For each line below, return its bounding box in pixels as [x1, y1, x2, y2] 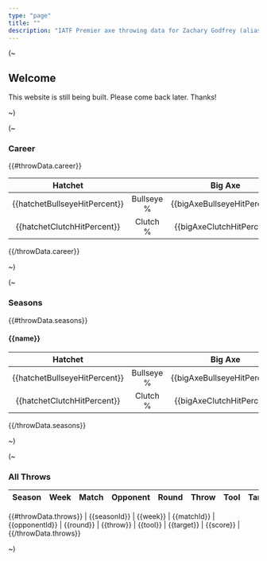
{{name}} [8, 333, 41, 343]
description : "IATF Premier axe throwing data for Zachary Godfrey [8, 26, 237, 34]
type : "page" [8, 11, 52, 20]
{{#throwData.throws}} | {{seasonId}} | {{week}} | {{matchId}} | [8, 512, 215, 521]
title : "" [8, 19, 41, 27]
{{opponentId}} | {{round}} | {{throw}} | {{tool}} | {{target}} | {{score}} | [8, 520, 241, 530]
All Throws [8, 471, 52, 482]
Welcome [8, 71, 56, 84]
